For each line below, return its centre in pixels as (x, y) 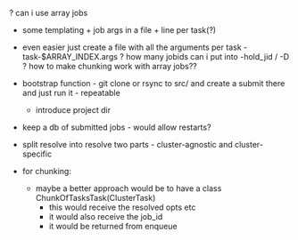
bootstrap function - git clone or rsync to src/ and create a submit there (153, 83)
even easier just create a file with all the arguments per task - (135, 47)
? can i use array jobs (49, 13)
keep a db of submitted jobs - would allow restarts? (116, 127)
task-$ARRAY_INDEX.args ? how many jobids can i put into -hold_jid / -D (156, 56)
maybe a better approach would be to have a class (128, 188)
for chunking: (46, 171)
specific (37, 154)
